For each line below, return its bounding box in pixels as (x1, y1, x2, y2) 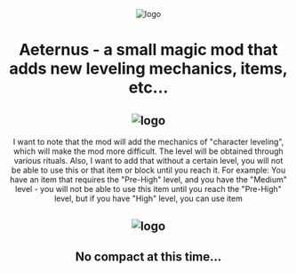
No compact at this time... (75, 249, 222, 264)
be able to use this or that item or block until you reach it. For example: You (11, 165, 286, 175)
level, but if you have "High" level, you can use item (53, 193, 244, 204)
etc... (128, 77, 169, 98)
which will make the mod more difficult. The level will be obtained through (13, 146, 284, 157)
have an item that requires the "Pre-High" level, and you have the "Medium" (9, 174, 288, 185)
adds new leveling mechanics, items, (9, 59, 288, 79)
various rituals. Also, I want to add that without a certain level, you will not (13, 156, 284, 165)
